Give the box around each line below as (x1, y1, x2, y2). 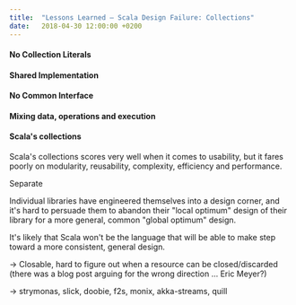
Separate (9, 179, 43, 189)
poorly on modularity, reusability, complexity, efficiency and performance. (9, 161, 283, 171)
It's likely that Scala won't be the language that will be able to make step (9, 232, 276, 243)
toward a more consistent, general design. (9, 241, 166, 252)
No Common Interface (9, 91, 94, 101)
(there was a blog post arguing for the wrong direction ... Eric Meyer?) (9, 268, 267, 279)
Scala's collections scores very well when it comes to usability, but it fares (9, 152, 284, 162)
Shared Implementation (9, 69, 99, 81)
